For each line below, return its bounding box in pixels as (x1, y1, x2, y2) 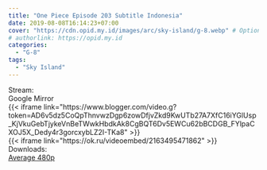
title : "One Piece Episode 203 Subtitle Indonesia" (8, 11, 183, 20)
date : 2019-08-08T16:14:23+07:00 (8, 19, 119, 27)
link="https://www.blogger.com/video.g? (43, 102, 177, 111)
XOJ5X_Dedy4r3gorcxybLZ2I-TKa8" (8, 127, 128, 137)
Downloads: (8, 144, 48, 153)
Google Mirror (8, 93, 54, 103)
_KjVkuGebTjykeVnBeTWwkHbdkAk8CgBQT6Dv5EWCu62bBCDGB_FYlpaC (8, 118, 256, 128)
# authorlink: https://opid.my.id (8, 33, 123, 42)
